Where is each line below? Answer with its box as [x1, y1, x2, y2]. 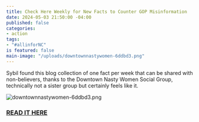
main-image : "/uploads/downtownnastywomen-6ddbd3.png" [6, 53, 145, 59]
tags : [6, 36, 20, 42]
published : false [6, 20, 49, 26]
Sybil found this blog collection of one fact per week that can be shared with [6, 69, 193, 76]
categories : [6, 25, 36, 32]
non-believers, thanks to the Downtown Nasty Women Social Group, [6, 76, 173, 83]
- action [6, 31, 28, 37]
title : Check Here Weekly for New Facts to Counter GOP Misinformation [6, 8, 187, 15]
